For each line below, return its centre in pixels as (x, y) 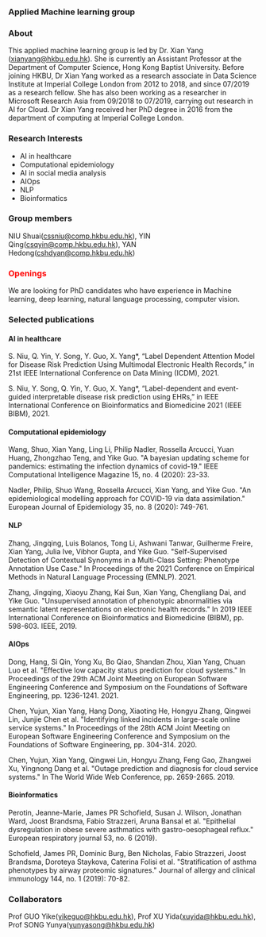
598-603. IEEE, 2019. (43, 626)
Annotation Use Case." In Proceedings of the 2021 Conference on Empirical (132, 568)
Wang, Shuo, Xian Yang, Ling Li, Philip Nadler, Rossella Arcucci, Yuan (121, 449)
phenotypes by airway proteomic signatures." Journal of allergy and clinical (132, 870)
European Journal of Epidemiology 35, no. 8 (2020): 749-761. (108, 507)
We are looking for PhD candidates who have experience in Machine (120, 291)
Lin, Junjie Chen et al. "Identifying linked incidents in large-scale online (124, 719)
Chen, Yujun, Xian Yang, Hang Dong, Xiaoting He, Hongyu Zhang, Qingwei (130, 711)
